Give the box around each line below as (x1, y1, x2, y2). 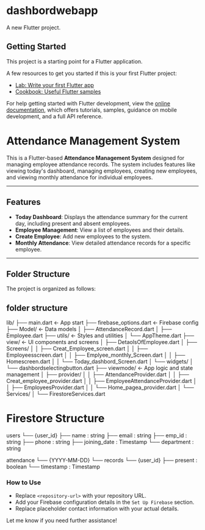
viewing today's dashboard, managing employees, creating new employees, (6, 167, 198, 174)
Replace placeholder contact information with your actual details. (15, 505, 179, 512)
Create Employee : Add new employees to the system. (15, 232, 151, 240)
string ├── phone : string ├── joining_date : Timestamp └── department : (6, 439, 194, 446)
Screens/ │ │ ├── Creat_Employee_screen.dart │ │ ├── (6, 345, 148, 353)
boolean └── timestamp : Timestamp (6, 463, 101, 470)
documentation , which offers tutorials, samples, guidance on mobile (6, 106, 177, 113)
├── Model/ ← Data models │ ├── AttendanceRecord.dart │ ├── (6, 326, 172, 333)
